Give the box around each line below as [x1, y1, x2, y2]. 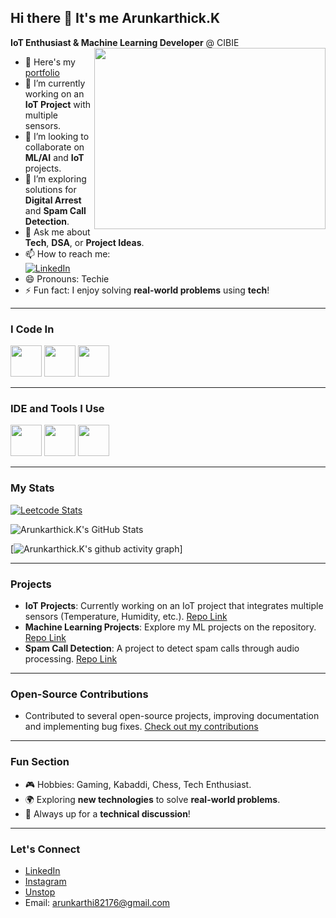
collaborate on [24, 141, 85, 153]
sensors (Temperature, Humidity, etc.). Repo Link [24, 611, 228, 622]
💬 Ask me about [24, 226, 91, 238]
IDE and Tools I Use [10, 402, 105, 416]
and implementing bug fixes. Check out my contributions [24, 721, 259, 733]
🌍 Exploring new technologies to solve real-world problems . [24, 793, 281, 805]
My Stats [10, 481, 55, 495]
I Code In [10, 322, 55, 336]
